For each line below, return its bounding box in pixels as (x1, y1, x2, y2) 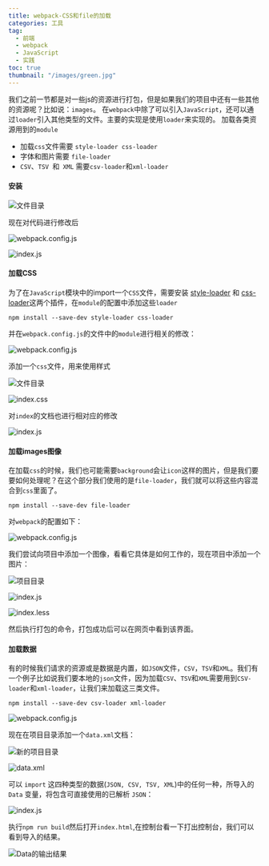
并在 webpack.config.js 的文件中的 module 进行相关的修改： (8, 329, 196, 339)
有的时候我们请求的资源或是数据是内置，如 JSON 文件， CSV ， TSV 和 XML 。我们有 (8, 663, 259, 673)
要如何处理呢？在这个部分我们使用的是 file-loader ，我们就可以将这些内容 (8, 476, 251, 485)
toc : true (8, 64, 42, 72)
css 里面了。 (22, 485, 62, 495)
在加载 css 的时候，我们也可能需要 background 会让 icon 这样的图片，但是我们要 (8, 465, 259, 475)
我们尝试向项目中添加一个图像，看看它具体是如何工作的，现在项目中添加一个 (8, 550, 261, 559)
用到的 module (14, 124, 58, 134)
